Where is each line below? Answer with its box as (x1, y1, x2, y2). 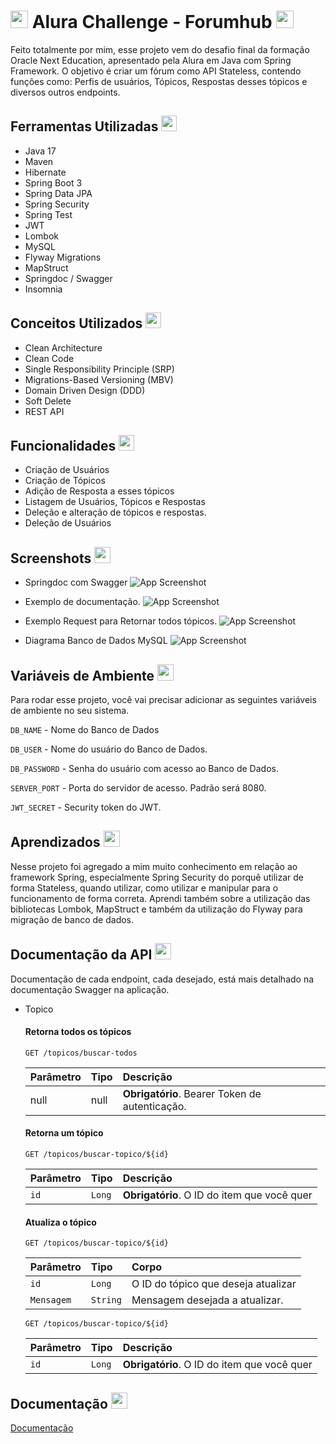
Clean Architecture (24, 341, 103, 354)
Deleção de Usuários (24, 517, 112, 529)
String (90, 1295, 122, 1306)
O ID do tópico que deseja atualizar (131, 1277, 297, 1291)
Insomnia (24, 283, 63, 295)
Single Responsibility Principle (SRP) (24, 363, 175, 375)
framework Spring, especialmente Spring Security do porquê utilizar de (10, 871, 304, 883)
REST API (24, 405, 65, 417)
